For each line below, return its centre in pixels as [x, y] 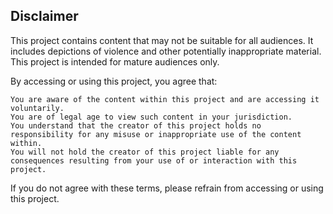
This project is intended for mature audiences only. [115, 61]
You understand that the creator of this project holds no [136, 125]
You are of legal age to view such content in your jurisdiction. [151, 117]
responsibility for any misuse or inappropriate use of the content [156, 134]
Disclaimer [44, 16]
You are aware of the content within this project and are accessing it [165, 99]
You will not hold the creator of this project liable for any [145, 152]
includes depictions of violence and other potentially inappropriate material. [166, 51]
